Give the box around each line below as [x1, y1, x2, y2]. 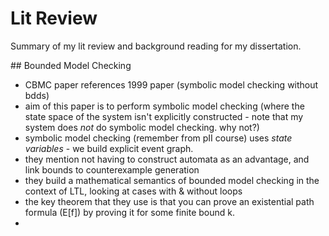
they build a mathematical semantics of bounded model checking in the [24, 174, 320, 186]
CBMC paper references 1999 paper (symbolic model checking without [24, 78, 319, 91]
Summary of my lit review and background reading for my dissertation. [10, 40, 302, 52]
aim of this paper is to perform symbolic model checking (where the [24, 100, 305, 112]
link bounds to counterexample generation [24, 163, 200, 176]
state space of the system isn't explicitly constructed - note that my [24, 110, 304, 122]
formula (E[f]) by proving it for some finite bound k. [24, 206, 235, 218]
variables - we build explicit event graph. [24, 142, 194, 154]
